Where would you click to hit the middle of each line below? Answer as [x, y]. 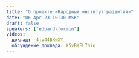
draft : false [23, 23]
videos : [16, 34]
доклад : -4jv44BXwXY [37, 40]
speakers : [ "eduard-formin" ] [43, 29]
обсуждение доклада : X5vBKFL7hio [54, 46]
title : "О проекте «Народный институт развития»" [70, 12]
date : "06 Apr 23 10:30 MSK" [43, 18]
